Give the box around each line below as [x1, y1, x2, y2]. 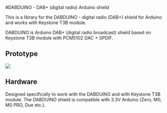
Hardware [5, 77, 37, 86]
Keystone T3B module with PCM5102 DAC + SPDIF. [5, 35, 113, 41]
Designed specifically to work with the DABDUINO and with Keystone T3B [5, 91, 161, 97]
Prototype [5, 49, 38, 58]
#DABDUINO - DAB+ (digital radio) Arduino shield [5, 5, 109, 10]
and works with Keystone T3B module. [5, 20, 87, 25]
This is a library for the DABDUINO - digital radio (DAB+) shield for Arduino [5, 14, 162, 20]
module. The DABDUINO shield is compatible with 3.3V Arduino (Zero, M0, [5, 96, 162, 102]
